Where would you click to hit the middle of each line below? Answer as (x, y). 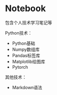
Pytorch (20, 67)
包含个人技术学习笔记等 (28, 22)
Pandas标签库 (26, 55)
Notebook (26, 9)
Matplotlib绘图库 (28, 61)
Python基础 (24, 43)
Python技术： (19, 33)
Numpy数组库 (26, 49)
